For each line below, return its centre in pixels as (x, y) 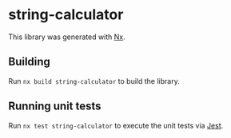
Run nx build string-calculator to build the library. (94, 81)
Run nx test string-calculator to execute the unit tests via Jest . (116, 125)
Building (29, 62)
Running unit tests (55, 106)
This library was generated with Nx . (67, 37)
